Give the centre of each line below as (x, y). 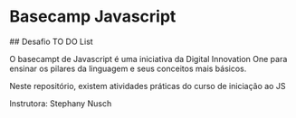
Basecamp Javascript (93, 17)
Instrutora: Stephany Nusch (61, 103)
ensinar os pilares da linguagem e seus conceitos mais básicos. (128, 68)
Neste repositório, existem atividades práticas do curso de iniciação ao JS (148, 86)
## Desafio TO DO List (51, 41)
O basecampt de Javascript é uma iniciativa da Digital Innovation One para (148, 59)
